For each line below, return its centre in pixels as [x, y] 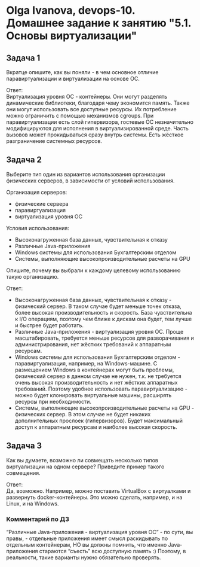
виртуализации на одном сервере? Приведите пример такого [85, 467]
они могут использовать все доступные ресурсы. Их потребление [92, 109]
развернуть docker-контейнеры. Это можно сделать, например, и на [94, 497]
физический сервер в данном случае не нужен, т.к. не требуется [98, 376]
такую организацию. [33, 276]
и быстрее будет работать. [49, 325]
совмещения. [23, 472]
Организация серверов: [37, 192]
